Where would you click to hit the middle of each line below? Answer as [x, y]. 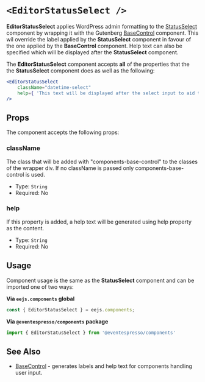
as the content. [25, 228]
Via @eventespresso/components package [57, 321]
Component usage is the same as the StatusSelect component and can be [100, 280]
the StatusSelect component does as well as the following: [81, 70]
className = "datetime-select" [54, 87]
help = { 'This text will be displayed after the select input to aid [106, 93]
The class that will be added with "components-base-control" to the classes [102, 161]
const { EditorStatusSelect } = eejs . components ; [71, 309]
